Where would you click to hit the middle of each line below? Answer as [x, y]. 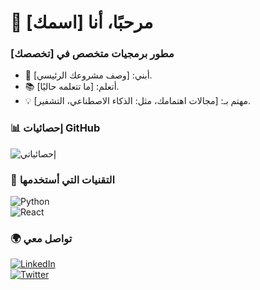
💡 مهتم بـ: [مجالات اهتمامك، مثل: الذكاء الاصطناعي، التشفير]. [138, 101]
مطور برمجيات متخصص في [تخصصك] [92, 54]
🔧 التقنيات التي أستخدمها [63, 179]
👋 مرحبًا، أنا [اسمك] [82, 22]
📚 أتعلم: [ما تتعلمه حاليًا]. [72, 87]
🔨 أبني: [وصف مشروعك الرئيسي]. [88, 75]
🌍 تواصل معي [41, 238]
